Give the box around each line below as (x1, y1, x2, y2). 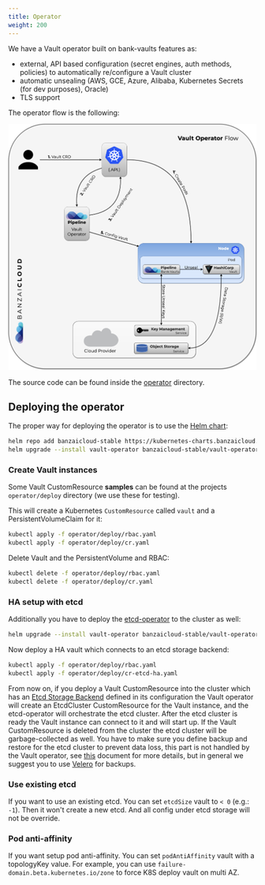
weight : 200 (8, 21, 47, 29)
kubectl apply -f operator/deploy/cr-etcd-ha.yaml (8, 669, 178, 678)
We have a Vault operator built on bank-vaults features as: (8, 43, 197, 53)
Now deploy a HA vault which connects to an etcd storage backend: (8, 645, 230, 655)
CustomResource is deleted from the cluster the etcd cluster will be (8, 726, 227, 735)
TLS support (19, 92, 61, 102)
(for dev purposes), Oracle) (19, 84, 109, 94)
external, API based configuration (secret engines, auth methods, (19, 59, 233, 69)
